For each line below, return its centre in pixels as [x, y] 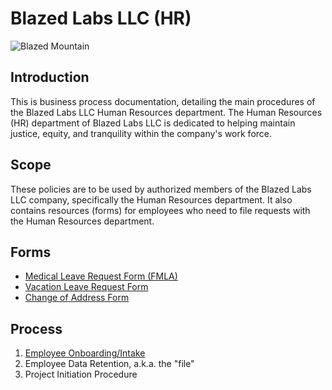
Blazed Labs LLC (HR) [101, 18]
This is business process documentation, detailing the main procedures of [163, 101]
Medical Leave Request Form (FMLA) [101, 276]
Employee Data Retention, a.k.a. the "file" [109, 364]
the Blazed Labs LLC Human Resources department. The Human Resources [166, 112]
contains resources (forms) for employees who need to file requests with [160, 210]
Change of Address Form [77, 298]
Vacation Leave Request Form [86, 287]
